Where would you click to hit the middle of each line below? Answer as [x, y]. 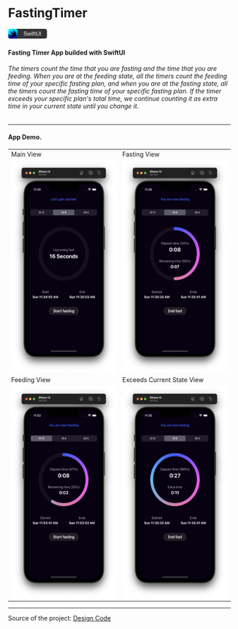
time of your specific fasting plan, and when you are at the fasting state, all [118, 83]
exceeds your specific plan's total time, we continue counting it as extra [113, 99]
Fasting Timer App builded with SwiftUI [67, 52]
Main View [26, 154]
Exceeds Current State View [163, 380]
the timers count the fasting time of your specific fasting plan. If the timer [115, 91]
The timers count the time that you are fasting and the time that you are [113, 69]
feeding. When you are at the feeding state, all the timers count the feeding [118, 76]
